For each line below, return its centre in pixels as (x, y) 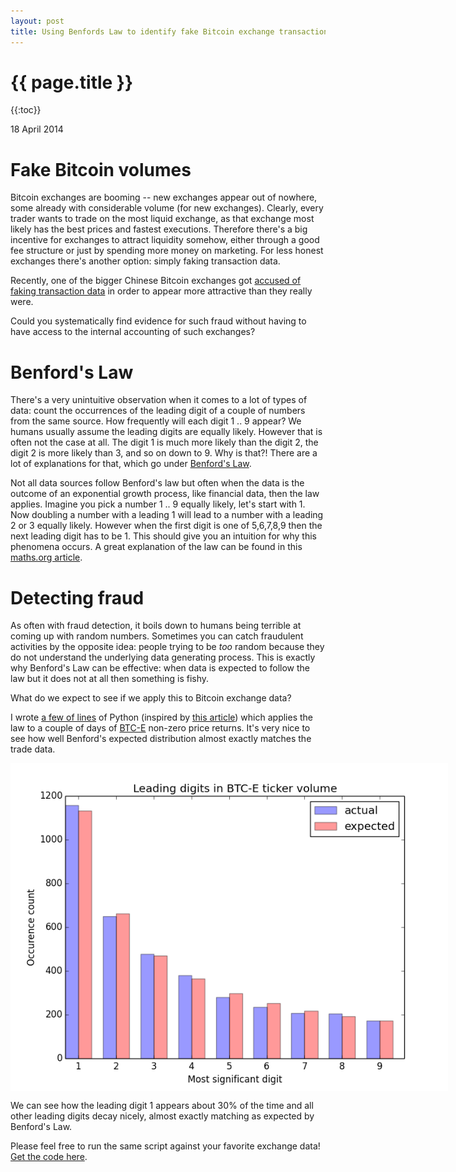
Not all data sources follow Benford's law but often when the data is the (157, 483)
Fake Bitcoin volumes (101, 169)
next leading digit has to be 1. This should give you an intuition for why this (163, 536)
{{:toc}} (26, 110)
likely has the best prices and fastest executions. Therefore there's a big (159, 229)
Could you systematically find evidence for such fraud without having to (158, 321)
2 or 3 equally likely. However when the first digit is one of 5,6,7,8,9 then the (166, 526)
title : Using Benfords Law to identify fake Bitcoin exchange (142, 31)
